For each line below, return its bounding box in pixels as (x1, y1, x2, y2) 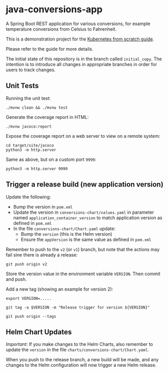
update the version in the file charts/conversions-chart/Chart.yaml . (6, 347, 150, 353)
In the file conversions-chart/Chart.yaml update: (13, 225, 116, 232)
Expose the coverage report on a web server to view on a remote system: (6, 133, 160, 139)
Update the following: (6, 194, 51, 200)
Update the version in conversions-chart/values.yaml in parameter (13, 209, 154, 215)
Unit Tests (6, 81, 39, 90)
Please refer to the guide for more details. (6, 46, 93, 52)
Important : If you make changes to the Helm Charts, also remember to (6, 341, 153, 347)
